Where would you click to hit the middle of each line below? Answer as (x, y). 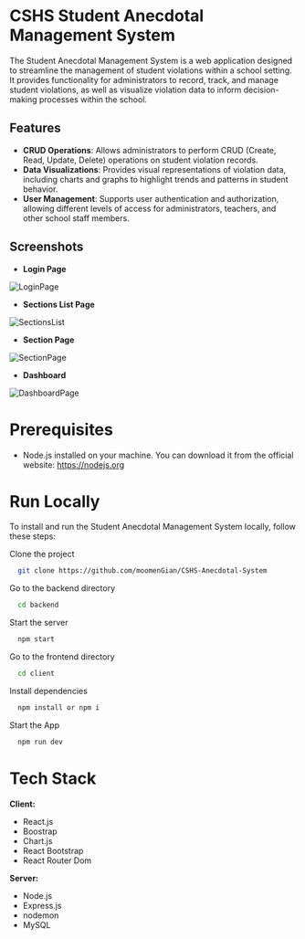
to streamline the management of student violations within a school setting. (151, 70)
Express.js (42, 905)
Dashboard (44, 375)
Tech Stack (53, 778)
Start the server (39, 623)
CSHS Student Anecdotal (107, 16)
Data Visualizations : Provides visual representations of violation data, (154, 169)
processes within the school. (93, 99)
